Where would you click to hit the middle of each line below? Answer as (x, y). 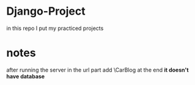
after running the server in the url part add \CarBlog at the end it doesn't (97, 70)
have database (25, 76)
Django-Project (46, 11)
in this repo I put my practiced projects (55, 28)
